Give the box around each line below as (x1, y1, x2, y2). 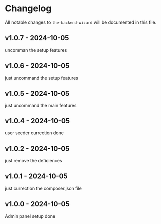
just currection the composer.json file (5, 185, 82, 191)
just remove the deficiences (5, 158, 62, 163)
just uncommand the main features (5, 103, 77, 109)
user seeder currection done (5, 130, 64, 136)
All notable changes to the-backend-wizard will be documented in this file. (5, 19, 157, 25)
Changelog (5, 3, 52, 14)
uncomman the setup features (5, 47, 67, 53)
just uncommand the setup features (5, 75, 78, 81)
